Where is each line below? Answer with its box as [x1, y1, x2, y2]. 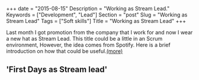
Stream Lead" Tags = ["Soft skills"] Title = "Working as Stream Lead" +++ [6, 18, 187, 24]
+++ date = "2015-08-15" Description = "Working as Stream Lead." [6, 5, 170, 12]
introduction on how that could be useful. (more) [6, 48, 123, 55]
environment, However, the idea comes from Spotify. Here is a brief [6, 41, 171, 48]
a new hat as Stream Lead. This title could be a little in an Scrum [6, 35, 163, 42]
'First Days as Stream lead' [6, 65, 108, 75]
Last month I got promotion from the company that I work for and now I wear [6, 29, 193, 36]
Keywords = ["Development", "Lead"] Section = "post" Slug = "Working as [6, 11, 188, 18]
